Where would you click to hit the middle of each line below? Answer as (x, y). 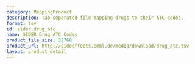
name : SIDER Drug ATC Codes (42, 35)
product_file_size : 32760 (39, 40)
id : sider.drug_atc (31, 29)
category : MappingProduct (39, 12)
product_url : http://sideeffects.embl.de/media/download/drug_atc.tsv (98, 46)
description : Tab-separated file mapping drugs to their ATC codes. (95, 18)
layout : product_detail (37, 52)
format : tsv (21, 23)
